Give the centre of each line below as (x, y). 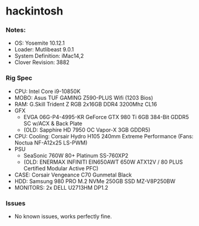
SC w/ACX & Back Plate (53, 123)
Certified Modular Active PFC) (61, 168)
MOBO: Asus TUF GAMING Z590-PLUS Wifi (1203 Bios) (84, 97)
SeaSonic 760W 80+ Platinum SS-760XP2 (76, 155)
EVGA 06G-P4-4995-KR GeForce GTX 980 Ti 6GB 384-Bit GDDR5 (106, 117)
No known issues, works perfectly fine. (63, 216)
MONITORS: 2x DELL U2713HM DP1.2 (61, 187)
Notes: (16, 30)
